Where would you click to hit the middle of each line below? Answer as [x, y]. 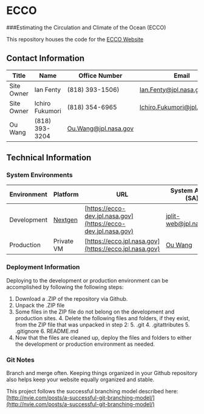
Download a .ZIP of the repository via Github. [71, 298]
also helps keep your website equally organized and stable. [80, 380]
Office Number [100, 75]
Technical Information [49, 158]
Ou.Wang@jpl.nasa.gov [100, 128]
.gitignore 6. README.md [47, 331]
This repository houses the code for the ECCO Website [75, 39]
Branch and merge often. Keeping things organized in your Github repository [102, 373]
